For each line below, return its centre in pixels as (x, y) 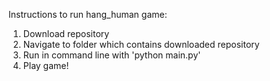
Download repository (66, 33)
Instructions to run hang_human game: (88, 14)
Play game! (46, 65)
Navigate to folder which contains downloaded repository (141, 44)
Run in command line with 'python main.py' (111, 55)
